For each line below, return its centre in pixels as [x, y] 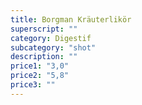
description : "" [44, 57]
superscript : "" [44, 29]
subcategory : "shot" [53, 47]
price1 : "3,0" [40, 66]
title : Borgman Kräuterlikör [71, 19]
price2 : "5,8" [40, 76]
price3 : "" [33, 85]
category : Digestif [51, 38]
